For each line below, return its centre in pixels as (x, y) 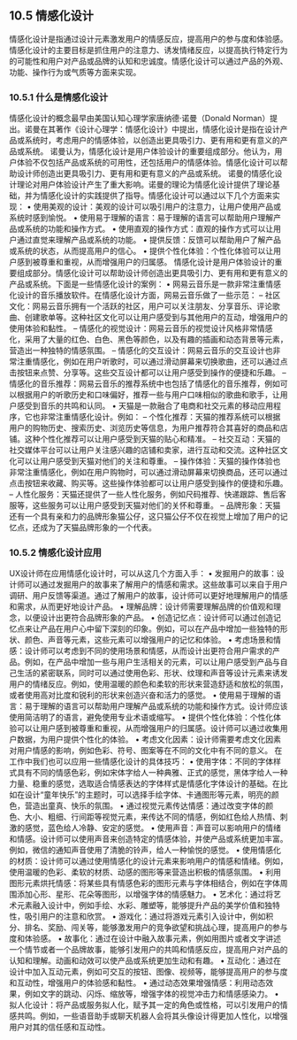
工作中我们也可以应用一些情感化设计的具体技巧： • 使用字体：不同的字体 (141, 762)
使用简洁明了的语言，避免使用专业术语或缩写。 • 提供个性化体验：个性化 (141, 717)
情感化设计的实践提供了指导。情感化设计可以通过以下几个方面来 (156, 196)
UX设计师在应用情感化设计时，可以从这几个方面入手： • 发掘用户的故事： (143, 574)
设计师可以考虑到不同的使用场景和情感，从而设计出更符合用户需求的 (148, 651)
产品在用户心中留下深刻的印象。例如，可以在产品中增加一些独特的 (160, 629)
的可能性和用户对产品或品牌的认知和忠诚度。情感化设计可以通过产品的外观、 (148, 61)
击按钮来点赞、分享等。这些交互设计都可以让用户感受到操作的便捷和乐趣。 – (148, 373)
